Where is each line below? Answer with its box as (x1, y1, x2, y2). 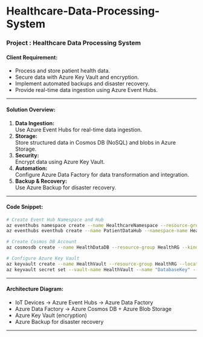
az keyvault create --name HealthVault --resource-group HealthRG (6, 261, 177, 267)
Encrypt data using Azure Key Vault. (14, 158, 105, 165)
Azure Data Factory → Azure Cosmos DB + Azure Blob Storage (14, 305, 172, 312)
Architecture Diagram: (6, 286, 63, 293)
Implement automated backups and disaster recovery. (14, 80, 150, 87)
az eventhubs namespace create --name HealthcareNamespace (6, 222, 158, 228)
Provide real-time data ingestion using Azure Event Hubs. (14, 87, 158, 94)
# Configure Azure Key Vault (6, 255, 80, 261)
